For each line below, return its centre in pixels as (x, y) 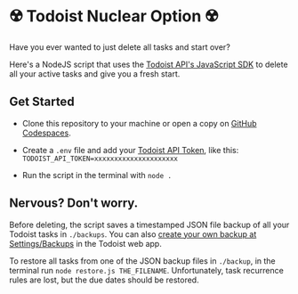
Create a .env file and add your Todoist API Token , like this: (130, 150)
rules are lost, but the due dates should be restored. (104, 280)
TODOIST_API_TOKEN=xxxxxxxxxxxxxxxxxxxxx (100, 159)
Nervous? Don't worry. (74, 204)
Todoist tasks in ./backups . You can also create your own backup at (133, 234)
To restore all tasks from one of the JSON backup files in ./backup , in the (142, 261)
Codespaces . (46, 133)
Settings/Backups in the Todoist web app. (85, 243)
